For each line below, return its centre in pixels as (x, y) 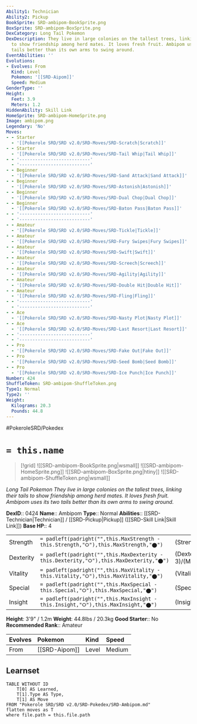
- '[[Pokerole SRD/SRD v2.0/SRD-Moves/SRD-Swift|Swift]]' (84, 253)
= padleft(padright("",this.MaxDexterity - (102, 554)
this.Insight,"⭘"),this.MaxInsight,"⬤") (98, 605)
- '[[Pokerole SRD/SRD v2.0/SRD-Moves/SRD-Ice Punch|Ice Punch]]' (94, 373)
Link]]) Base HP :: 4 (29, 526)
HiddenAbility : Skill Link (39, 110)
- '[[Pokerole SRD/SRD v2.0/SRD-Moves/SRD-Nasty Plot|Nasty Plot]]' (97, 318)
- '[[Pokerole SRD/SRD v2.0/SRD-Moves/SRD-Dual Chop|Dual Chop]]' (94, 198)
